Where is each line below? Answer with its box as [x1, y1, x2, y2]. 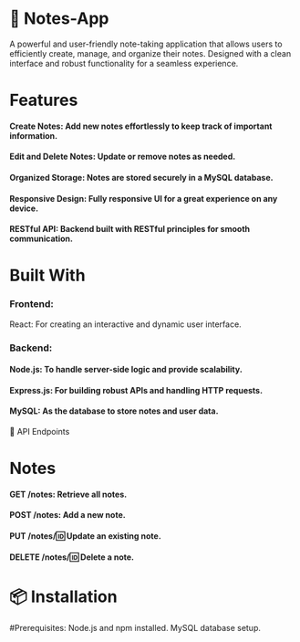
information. [9, 130, 57, 141]
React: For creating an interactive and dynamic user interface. [9, 319, 242, 330]
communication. [9, 233, 74, 245]
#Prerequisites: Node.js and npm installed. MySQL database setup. [9, 623, 262, 634]
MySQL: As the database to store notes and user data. [9, 405, 219, 416]
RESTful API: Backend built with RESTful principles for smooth [9, 224, 251, 235]
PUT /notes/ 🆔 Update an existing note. [9, 530, 161, 542]
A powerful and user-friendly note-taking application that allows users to [9, 38, 283, 49]
